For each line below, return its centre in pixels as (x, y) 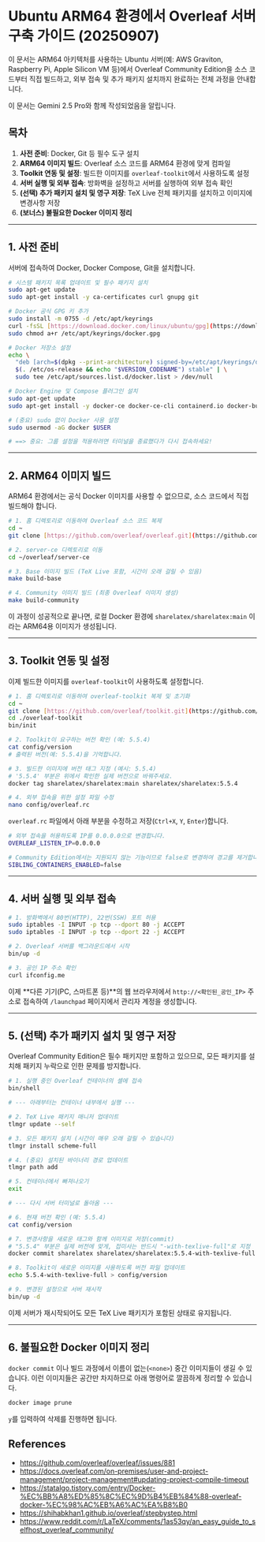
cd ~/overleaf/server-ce (49, 557)
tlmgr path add (33, 1167)
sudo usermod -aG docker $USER (60, 428)
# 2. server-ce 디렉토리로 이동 (56, 550)
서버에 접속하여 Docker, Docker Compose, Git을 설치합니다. (102, 267)
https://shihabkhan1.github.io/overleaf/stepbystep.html (108, 1513)
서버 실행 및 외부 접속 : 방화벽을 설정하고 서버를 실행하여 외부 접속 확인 (126, 183)
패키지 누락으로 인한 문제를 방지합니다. (82, 1066)
